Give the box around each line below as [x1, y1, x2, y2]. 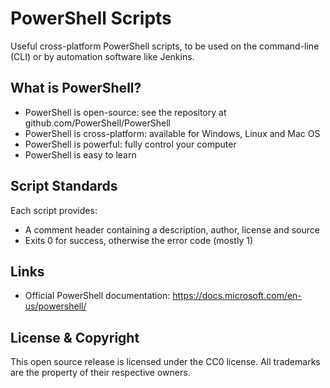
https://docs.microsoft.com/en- [172, 290, 302, 302]
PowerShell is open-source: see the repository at [24, 106, 227, 118]
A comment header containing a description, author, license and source [24, 223, 320, 236]
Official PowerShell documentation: [24, 290, 171, 302]
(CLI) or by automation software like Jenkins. [10, 50, 195, 62]
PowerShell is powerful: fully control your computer [24, 138, 237, 150]
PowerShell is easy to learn [24, 148, 137, 161]
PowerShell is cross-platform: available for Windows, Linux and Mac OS [24, 127, 321, 139]
